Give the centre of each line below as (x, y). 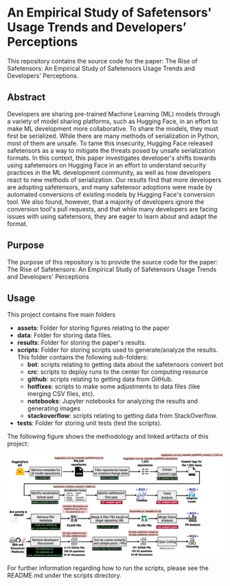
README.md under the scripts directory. (64, 576)
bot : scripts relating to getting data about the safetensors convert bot (125, 365)
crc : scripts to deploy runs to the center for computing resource (117, 372)
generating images (54, 408)
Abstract (26, 97)
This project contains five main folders (61, 315)
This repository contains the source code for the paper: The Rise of (102, 61)
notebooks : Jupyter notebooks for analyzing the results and (112, 401)
